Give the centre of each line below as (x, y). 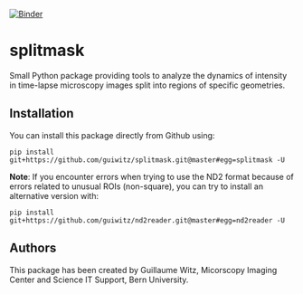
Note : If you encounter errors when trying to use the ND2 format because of (151, 176)
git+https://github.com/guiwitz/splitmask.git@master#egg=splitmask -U (147, 160)
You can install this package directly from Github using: (112, 135)
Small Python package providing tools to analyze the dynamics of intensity (148, 75)
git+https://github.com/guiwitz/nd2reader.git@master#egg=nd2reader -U (147, 220)
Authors (33, 248)
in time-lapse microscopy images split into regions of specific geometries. (147, 85)
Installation (42, 114)
